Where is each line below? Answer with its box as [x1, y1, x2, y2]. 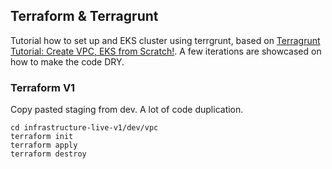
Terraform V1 [10, 80, 76, 94]
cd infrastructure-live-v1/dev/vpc [10, 123, 159, 133]
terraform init [10, 132, 74, 142]
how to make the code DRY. [10, 55, 125, 68]
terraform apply [10, 140, 78, 151]
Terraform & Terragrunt [10, 8, 159, 25]
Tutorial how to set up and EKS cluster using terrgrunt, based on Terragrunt [10, 34, 321, 46]
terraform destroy [10, 149, 87, 159]
